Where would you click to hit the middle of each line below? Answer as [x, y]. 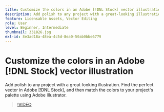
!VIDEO [24, 104]
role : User [16, 23]
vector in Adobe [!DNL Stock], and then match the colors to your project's [79, 90]
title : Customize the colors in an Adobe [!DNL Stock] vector [70, 9]
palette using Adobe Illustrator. [36, 95]
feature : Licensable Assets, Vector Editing [51, 19]
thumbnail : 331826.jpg [28, 32]
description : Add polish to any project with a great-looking [70, 14]
